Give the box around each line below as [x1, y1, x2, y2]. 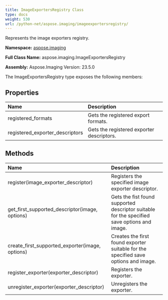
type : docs [5, 12, 28, 17]
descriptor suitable [110, 206, 155, 213]
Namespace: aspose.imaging [5, 45, 66, 51]
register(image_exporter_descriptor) [7, 179, 93, 186]
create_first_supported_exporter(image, [7, 242, 101, 249]
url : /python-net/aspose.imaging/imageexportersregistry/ [5, 21, 128, 27]
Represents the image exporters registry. [5, 35, 89, 41]
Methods [5, 149, 34, 158]
